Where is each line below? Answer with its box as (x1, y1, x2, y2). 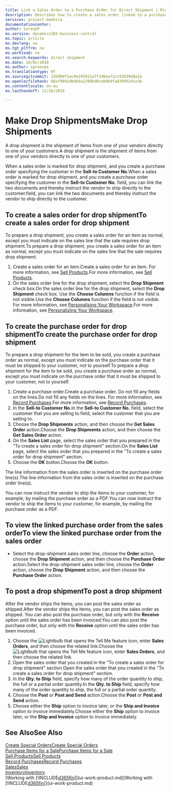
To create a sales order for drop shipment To (5, 211, 147, 219)
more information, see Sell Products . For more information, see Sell (12, 269, 153, 275)
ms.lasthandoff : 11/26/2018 (5, 88, 65, 94)
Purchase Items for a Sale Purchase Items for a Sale (5, 747, 113, 754)
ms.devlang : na (5, 41, 38, 46)
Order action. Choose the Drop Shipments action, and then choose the (12, 427, 161, 433)
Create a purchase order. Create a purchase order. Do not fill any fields (12, 389, 160, 395)
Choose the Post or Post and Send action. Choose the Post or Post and (12, 692, 162, 698)
